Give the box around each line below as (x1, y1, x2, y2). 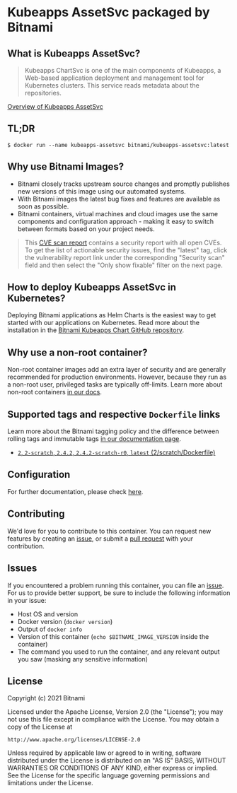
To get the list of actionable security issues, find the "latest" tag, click (24, 245, 228, 254)
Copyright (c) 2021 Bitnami (7, 694, 86, 703)
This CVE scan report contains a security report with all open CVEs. (24, 238, 222, 247)
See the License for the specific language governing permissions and (7, 771, 210, 780)
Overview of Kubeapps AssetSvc (7, 102, 104, 110)
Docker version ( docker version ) (17, 617, 113, 625)
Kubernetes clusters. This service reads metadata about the (24, 81, 200, 89)
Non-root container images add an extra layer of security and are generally (7, 365, 226, 374)
